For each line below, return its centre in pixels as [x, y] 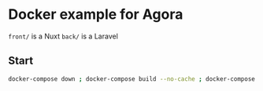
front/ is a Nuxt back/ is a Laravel [63, 36]
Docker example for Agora [96, 15]
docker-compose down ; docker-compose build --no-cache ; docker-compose [132, 79]
